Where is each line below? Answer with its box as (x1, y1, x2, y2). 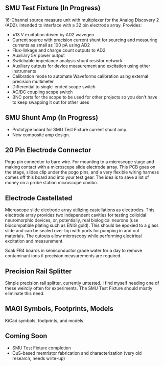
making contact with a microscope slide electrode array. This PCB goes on (5, 164, 156, 170)
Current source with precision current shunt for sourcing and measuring (12, 37, 158, 43)
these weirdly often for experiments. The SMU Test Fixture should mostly (5, 285, 153, 291)
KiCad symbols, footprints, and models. (5, 317, 85, 323)
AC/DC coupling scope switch (12, 89, 73, 95)
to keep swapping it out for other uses (12, 99, 90, 105)
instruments (12, 68, 37, 74)
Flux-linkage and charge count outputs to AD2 (12, 47, 106, 53)
